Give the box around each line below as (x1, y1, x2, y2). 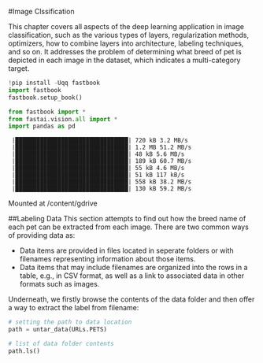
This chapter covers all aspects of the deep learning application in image (8, 22, 244, 31)
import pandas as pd (8, 122, 76, 131)
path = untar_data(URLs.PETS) (8, 326, 108, 334)
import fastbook (8, 86, 61, 94)
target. (8, 64, 30, 73)
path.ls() (8, 346, 41, 355)
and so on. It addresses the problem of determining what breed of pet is (8, 47, 242, 56)
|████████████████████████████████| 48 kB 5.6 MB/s (11, 150, 185, 158)
